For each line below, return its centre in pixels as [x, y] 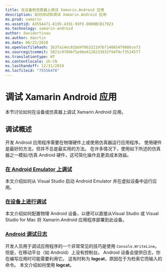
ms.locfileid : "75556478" [32, 71]
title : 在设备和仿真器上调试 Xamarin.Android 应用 [55, 10]
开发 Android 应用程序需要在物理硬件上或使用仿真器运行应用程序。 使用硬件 [83, 142]
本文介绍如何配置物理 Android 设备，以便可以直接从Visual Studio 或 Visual [82, 214]
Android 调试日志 [26, 234]
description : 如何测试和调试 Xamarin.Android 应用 [56, 15]
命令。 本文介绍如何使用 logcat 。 [40, 265]
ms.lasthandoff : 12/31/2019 [35, 66]
